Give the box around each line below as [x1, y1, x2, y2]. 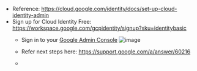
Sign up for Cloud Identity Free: [12, 18, 92, 25]
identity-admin [12, 12, 50, 19]
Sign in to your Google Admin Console [21, 36, 118, 43]
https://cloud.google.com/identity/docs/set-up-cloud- [41, 5, 177, 12]
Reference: [12, 5, 40, 12]
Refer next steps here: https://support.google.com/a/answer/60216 [21, 48, 191, 55]
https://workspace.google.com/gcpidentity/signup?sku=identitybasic [12, 24, 187, 32]
